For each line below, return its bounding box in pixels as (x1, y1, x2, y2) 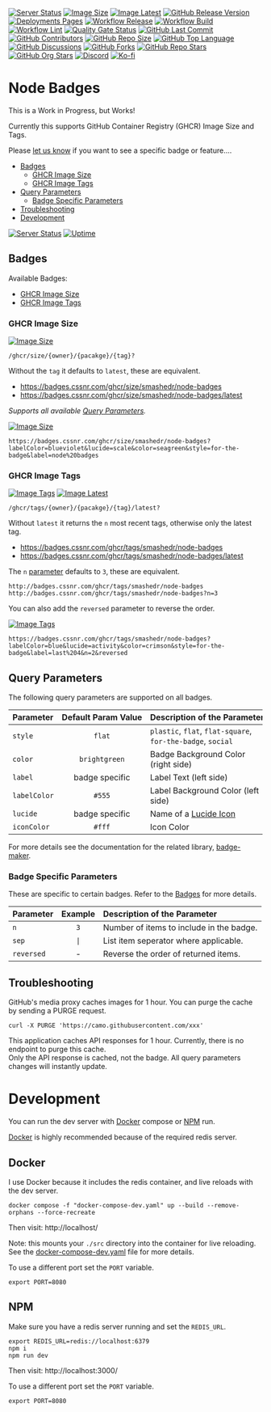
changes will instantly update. (8, 1062, 107, 1072)
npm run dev (8, 1351, 48, 1359)
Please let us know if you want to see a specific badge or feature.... (8, 146, 232, 155)
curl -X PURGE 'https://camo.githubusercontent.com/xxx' (8, 1021, 204, 1030)
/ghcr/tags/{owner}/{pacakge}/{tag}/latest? (8, 504, 161, 513)
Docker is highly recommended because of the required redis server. (8, 1132, 238, 1142)
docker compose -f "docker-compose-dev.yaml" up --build (8, 1202, 204, 1210)
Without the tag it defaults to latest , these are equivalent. (8, 366, 201, 376)
